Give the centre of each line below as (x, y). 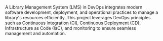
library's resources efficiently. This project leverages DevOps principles (78, 18)
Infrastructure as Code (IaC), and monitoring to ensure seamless (71, 28)
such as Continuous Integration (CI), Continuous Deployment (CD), (73, 23)
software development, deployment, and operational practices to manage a (81, 12)
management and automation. (36, 33)
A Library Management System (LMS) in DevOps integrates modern (74, 7)
